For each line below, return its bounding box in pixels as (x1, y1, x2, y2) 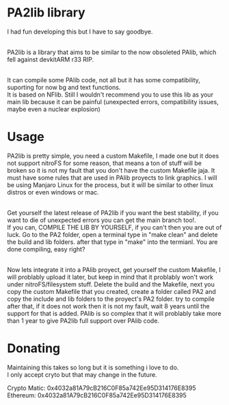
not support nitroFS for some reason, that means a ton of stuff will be (7, 159, 202, 167)
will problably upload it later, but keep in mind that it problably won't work (7, 273, 214, 281)
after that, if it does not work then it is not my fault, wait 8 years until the (7, 302, 210, 310)
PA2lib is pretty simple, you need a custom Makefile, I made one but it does (7, 151, 219, 160)
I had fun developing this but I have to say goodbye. (7, 27, 153, 36)
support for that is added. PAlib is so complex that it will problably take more (7, 309, 221, 317)
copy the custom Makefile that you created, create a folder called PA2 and (7, 287, 217, 295)
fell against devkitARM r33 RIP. (7, 55, 94, 63)
